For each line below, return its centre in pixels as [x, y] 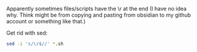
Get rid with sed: [27, 33]
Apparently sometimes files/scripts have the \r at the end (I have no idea [96, 9]
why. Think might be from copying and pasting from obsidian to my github [98, 15]
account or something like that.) [46, 21]
